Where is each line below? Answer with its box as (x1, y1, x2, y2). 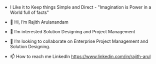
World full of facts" (9, 9, 49, 15)
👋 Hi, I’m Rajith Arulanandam (9, 19, 68, 25)
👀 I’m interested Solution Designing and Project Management (9, 29, 135, 34)
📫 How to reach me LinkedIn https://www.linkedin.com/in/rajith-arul (9, 54, 151, 59)
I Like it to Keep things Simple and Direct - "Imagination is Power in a (9, 4, 151, 10)
